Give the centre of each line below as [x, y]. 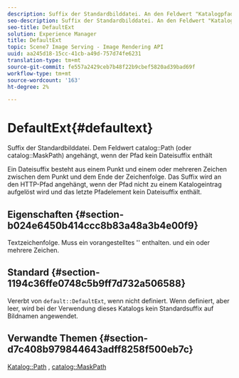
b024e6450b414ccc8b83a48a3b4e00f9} [103, 225]
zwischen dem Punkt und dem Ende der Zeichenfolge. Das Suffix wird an [115, 177]
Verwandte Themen [52, 338]
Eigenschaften [40, 214]
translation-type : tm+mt [44, 61]
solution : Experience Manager [52, 34]
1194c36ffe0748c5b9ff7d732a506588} [97, 284]
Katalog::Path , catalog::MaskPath [57, 367]
